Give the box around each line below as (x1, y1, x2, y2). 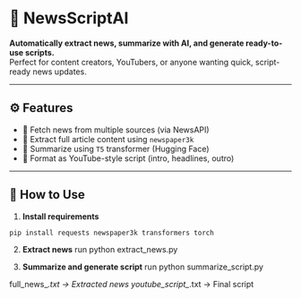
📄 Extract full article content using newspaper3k (21, 133, 194, 144)
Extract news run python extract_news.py (21, 244, 178, 255)
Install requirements (21, 210, 99, 222)
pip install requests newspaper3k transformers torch (9, 228, 215, 237)
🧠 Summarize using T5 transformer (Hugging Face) (21, 143, 210, 154)
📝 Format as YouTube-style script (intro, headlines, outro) (21, 152, 235, 164)
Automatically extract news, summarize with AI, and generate (9, 38, 245, 48)
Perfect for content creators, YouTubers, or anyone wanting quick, (9, 56, 254, 67)
